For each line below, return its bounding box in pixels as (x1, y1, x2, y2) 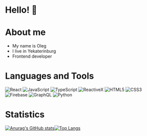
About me (5, 27, 46, 38)
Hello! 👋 (5, 4, 38, 16)
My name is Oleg (12, 43, 47, 49)
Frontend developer (12, 53, 52, 59)
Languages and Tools (5, 70, 94, 82)
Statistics (5, 109, 45, 120)
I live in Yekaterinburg (12, 48, 56, 54)
